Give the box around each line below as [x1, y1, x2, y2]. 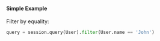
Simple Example [6, 5, 48, 12]
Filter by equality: [6, 18, 49, 25]
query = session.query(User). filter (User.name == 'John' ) [6, 30, 155, 36]
